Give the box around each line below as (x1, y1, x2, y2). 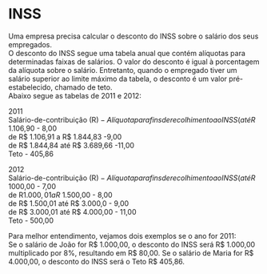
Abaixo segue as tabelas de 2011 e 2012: (8, 91, 141, 100)
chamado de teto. (54, 82, 113, 92)
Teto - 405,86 (8, 149, 54, 159)
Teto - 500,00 (8, 216, 54, 225)
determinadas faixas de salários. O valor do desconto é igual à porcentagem (8, 57, 260, 66)
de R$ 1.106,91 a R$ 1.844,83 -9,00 (8, 131, 122, 141)
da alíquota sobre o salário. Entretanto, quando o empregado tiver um (8, 65, 237, 75)
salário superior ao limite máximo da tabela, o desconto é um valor (8, 74, 228, 83)
